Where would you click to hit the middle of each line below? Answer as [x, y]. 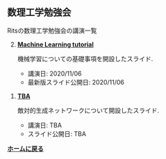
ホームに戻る [25, 149]
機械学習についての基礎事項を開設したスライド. [85, 58]
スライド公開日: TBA [57, 133]
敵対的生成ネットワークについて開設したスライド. [88, 110]
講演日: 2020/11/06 [55, 73]
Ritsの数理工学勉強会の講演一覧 [52, 31]
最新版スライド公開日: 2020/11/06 [76, 82]
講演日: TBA [45, 125]
